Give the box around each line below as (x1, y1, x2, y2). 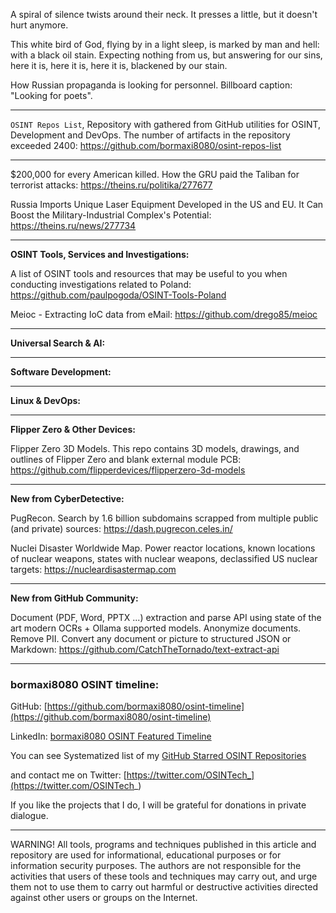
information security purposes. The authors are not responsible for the (10, 860, 302, 872)
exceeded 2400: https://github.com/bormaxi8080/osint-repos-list (10, 140, 282, 151)
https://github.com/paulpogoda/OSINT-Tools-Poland (10, 289, 227, 301)
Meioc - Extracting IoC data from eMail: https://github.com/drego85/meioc (10, 309, 318, 320)
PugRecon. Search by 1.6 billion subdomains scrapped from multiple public (10, 512, 319, 524)
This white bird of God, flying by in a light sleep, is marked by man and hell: (10, 39, 320, 50)
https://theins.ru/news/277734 (10, 220, 137, 231)
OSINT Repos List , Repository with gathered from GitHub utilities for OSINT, (10, 119, 322, 130)
